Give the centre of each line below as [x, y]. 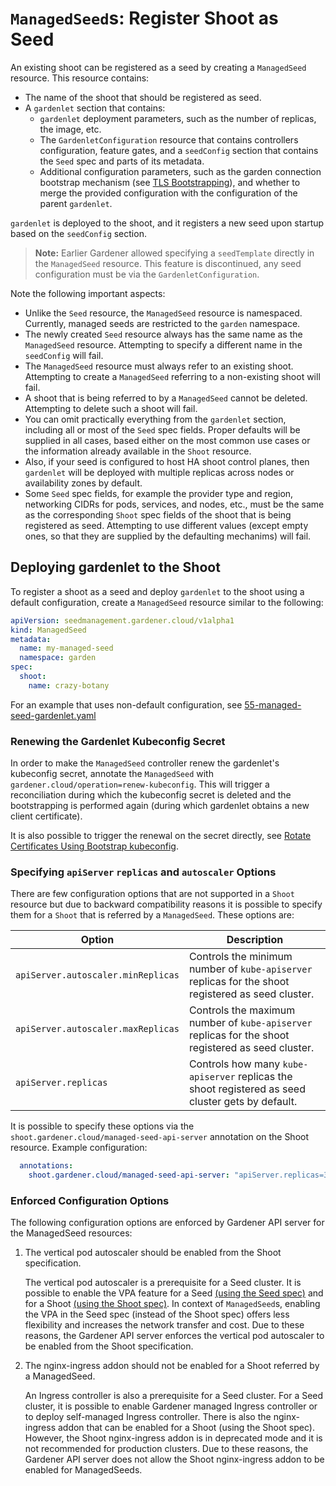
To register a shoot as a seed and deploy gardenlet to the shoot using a [157, 591]
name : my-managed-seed [66, 648]
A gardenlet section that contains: [95, 108]
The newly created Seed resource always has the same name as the [163, 334]
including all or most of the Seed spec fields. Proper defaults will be [162, 429]
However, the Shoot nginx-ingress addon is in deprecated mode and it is [173, 1438]
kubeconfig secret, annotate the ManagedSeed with [112, 774]
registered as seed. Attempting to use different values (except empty [166, 525]
